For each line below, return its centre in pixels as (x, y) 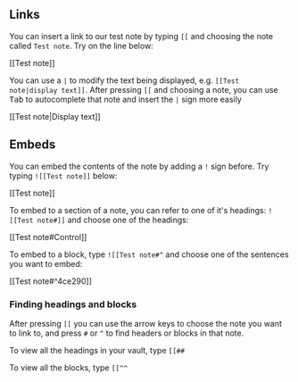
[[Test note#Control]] (48, 237)
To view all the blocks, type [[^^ (68, 367)
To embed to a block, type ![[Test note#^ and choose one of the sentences (149, 254)
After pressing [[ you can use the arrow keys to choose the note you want (146, 323)
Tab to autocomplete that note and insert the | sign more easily (126, 99)
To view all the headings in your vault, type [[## (97, 350)
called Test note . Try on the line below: (81, 46)
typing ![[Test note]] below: (63, 175)
